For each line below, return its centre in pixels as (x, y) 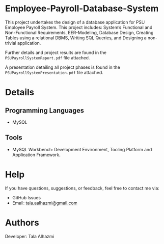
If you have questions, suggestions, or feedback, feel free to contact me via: (82, 188)
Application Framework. (36, 155)
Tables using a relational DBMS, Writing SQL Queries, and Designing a (76, 38)
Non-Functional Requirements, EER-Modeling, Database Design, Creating (79, 32)
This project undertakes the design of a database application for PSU (75, 22)
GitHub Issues (26, 197)
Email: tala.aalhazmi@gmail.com (45, 203)
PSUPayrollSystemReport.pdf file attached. (48, 57)
